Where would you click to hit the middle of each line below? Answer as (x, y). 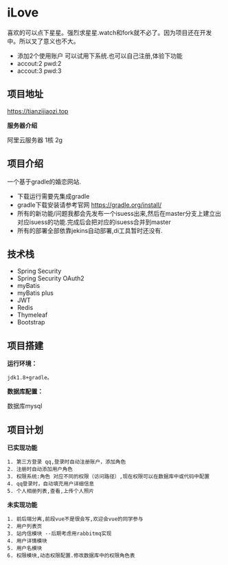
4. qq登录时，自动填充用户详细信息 (51, 484)
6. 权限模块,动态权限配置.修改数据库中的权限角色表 (71, 555)
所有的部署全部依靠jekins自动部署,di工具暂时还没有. (90, 230)
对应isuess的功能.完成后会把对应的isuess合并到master (94, 222)
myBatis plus (35, 293)
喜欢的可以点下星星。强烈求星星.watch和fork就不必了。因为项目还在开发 (110, 32)
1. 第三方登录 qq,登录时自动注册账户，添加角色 (67, 462)
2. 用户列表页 (25, 527)
